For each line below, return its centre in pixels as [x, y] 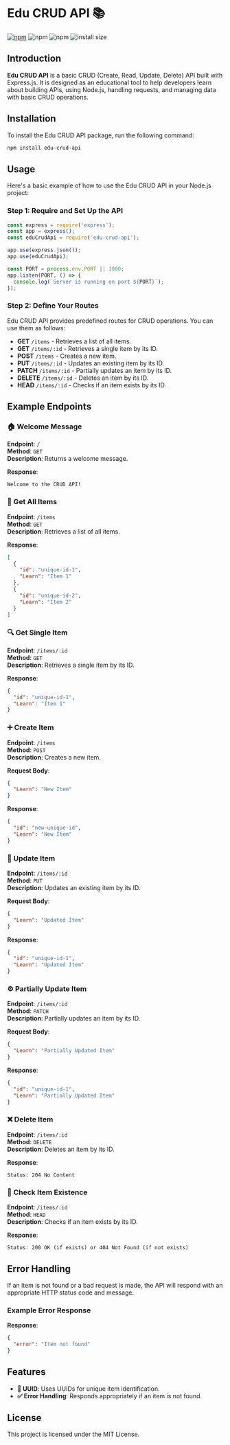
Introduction [34, 59]
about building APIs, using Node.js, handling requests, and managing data [112, 89]
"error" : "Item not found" [52, 1344]
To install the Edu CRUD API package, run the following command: [101, 135]
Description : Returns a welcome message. [68, 459]
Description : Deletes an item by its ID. [61, 1149]
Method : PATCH [28, 1011]
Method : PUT [25, 880]
